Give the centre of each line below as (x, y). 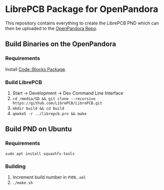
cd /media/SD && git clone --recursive (54, 98)
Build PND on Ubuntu (38, 129)
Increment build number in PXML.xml (49, 177)
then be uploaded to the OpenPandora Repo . (51, 28)
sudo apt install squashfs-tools (40, 153)
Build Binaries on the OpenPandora (61, 44)
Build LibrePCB (24, 82)
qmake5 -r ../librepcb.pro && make (49, 113)
